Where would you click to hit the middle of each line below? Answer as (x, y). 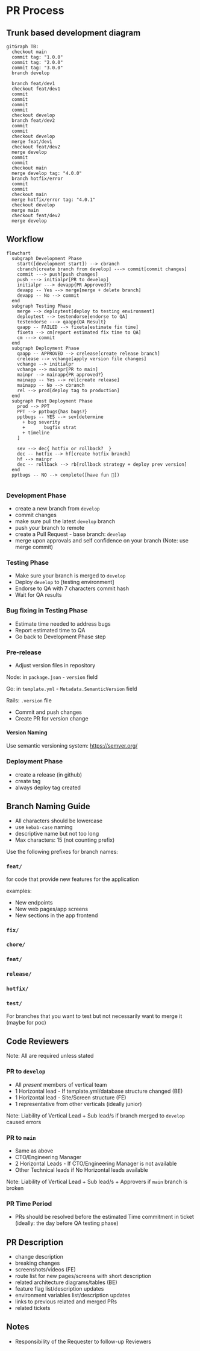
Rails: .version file (29, 700)
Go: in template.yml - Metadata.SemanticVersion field (72, 689)
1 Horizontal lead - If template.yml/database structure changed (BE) (99, 1091)
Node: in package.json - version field (52, 677)
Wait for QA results (38, 595)
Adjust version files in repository (55, 665)
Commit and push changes (48, 712)
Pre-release (24, 652)
